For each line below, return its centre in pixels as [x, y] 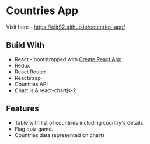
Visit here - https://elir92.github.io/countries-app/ [66, 27]
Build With [25, 45]
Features [22, 109]
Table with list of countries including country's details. [79, 122]
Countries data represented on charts [60, 135]
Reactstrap [27, 78]
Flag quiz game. [34, 129]
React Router [30, 72]
